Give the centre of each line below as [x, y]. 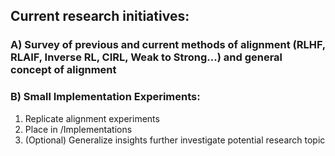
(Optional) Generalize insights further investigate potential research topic [175, 140]
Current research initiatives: [100, 16]
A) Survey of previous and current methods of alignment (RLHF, [168, 45]
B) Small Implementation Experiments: [105, 97]
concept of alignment [63, 70]
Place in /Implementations [78, 129]
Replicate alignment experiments [92, 118]
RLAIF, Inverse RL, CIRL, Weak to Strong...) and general [146, 57]
